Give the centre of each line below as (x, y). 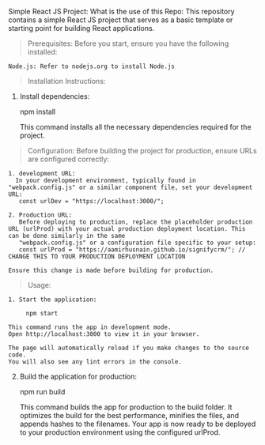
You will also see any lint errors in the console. (95, 362)
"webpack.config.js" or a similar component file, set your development (131, 187)
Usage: (39, 285)
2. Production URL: (40, 215)
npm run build (42, 392)
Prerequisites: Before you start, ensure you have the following (128, 43)
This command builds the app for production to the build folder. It (126, 407)
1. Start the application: (53, 300)
